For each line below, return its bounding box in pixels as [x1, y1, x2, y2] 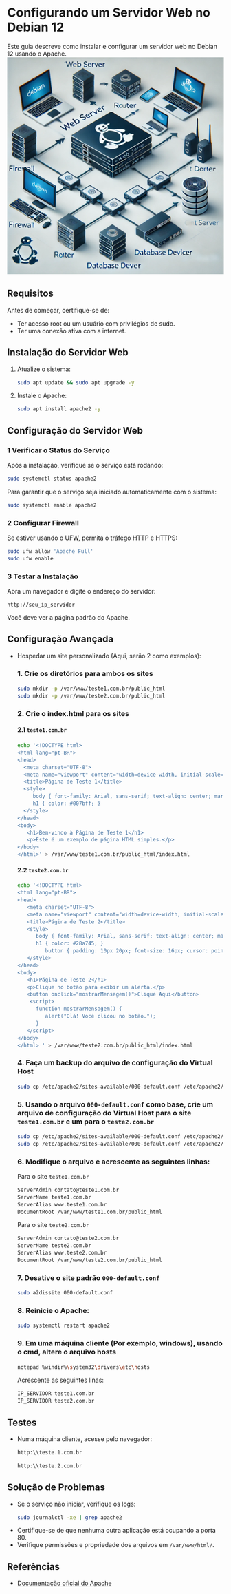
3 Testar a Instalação [7, 571, 79, 581]
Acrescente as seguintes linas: [16, 1376, 104, 1385]
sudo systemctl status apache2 [7, 475, 97, 482]
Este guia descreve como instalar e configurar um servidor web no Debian [7, 42, 218, 50]
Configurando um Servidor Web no [7, 5, 211, 21]
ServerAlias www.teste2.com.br [16, 1250, 107, 1257]
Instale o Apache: [16, 391, 67, 400]
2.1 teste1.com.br [16, 726, 67, 734]
